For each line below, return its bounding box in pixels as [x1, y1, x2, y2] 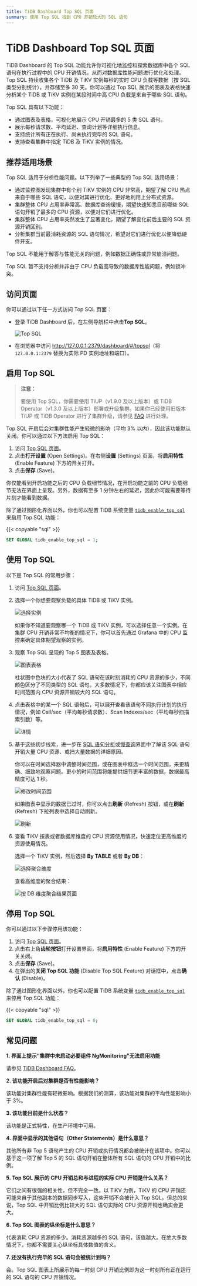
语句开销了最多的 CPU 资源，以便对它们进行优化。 [14, 208, 137, 215]
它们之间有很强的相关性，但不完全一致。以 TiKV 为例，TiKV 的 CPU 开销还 [6, 1187, 186, 1194]
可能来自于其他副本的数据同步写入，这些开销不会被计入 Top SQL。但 [6, 1194, 172, 1201]
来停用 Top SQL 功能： [6, 995, 61, 1002]
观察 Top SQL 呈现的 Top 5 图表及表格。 [14, 648, 112, 656]
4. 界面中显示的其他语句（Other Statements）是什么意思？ [6, 1135, 150, 1142]
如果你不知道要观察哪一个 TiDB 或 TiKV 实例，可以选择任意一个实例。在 [14, 621, 188, 628]
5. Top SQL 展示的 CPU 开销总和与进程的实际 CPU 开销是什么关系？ [6, 1174, 169, 1181]
